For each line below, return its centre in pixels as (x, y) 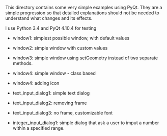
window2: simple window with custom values (60, 48)
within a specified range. (38, 128)
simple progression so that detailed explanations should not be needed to (82, 13)
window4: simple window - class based (54, 73)
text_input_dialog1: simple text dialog (51, 93)
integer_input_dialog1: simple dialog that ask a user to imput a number (86, 123)
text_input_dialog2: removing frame (50, 103)
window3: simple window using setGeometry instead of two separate (85, 58)
